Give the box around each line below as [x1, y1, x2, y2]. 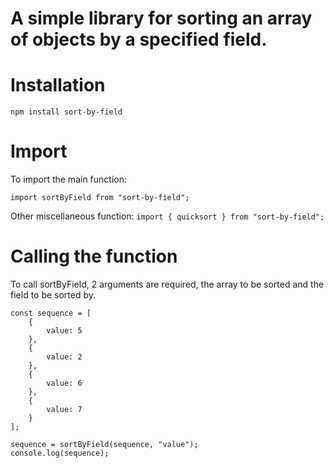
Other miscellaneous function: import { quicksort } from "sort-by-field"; [10, 210, 325, 222]
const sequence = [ [10, 308, 92, 318]
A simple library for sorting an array [10, 7, 313, 30]
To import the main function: [10, 173, 127, 186]
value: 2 [46, 352, 83, 362]
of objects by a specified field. [10, 28, 268, 51]
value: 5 [46, 326, 83, 336]
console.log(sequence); [10, 448, 110, 458]
